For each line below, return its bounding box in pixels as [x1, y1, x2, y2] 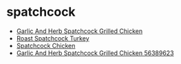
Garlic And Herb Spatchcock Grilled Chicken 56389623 [16, 49, 174, 57]
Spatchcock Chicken [16, 41, 76, 50]
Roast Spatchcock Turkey [16, 34, 90, 42]
